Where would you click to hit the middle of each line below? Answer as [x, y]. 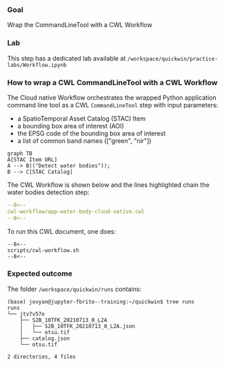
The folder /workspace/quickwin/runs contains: [74, 289]
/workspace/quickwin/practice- [172, 59]
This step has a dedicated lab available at [67, 58]
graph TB [20, 153]
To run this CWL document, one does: [62, 231]
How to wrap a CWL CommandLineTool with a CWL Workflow [113, 82]
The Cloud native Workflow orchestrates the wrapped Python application [112, 97]
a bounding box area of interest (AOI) [70, 126]
